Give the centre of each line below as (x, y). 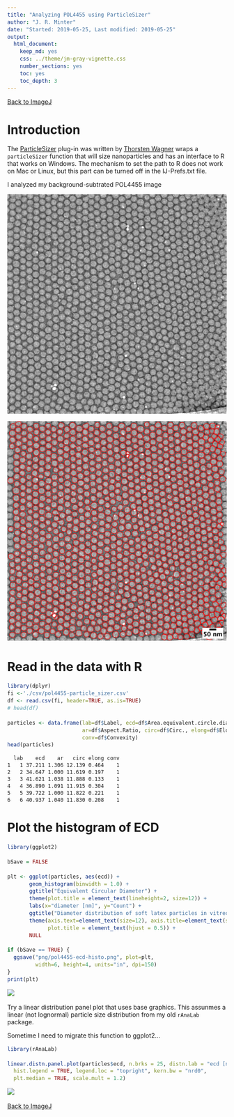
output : (18, 37)
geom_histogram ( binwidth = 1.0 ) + (79, 884)
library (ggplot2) (32, 847)
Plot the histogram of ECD (83, 827)
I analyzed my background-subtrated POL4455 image (85, 185)
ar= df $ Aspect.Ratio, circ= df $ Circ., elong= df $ (150, 730)
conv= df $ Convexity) (110, 738)
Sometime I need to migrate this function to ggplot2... (84, 1035)
